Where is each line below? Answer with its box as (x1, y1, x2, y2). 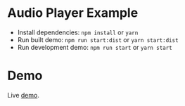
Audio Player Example (7, 5, 139, 21)
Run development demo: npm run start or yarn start (17, 43, 172, 51)
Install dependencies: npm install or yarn (17, 28, 139, 37)
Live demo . (7, 91, 40, 99)
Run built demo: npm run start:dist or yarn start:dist (17, 35, 179, 44)
